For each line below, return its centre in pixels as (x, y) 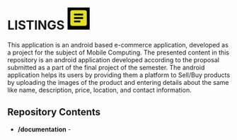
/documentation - (44, 129)
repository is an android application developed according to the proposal (113, 59)
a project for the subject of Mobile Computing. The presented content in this (118, 52)
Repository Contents (54, 112)
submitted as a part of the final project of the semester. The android (106, 67)
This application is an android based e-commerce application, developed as (118, 45)
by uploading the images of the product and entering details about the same (118, 82)
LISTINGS (36, 25)
